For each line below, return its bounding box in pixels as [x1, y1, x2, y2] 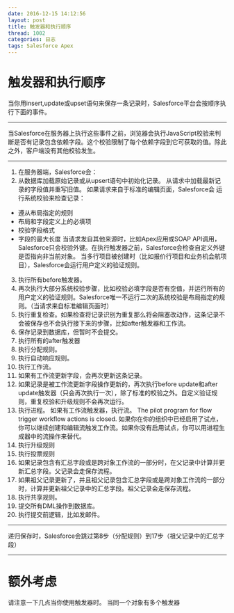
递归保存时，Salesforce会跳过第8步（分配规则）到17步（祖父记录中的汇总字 [8, 532, 225, 540]
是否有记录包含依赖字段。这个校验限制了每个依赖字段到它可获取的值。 [13, 137, 215, 146]
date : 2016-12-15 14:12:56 [8, 10, 86, 17]
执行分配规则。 [17, 345, 61, 353]
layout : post [8, 17, 46, 24]
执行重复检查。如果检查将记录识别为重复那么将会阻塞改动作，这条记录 [17, 310, 219, 319]
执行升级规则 [17, 440, 55, 449]
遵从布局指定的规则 [17, 208, 74, 216]
